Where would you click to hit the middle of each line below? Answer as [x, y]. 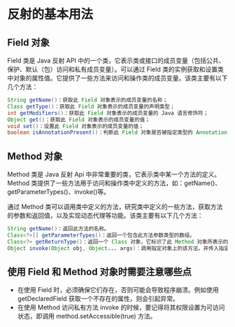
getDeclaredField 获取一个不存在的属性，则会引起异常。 [98, 299]
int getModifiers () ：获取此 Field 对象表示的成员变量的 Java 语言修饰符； [108, 113]
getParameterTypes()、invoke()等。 [59, 192]
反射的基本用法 [50, 14]
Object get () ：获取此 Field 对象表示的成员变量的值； [79, 120]
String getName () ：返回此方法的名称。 [58, 229]
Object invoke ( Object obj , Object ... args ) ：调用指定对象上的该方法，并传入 [113, 248]
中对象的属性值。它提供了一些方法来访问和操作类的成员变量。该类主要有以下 [117, 78]
